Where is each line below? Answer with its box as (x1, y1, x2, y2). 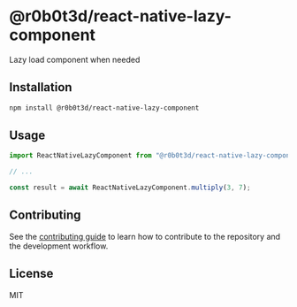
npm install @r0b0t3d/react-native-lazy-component (9, 104, 200, 112)
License (9, 266, 54, 281)
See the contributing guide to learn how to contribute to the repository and (9, 231, 281, 242)
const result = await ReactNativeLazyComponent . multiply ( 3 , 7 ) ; (9, 183, 251, 192)
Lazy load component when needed (9, 54, 141, 65)
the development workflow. (9, 241, 109, 251)
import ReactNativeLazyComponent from (9, 151, 152, 160)
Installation (9, 80, 72, 95)
